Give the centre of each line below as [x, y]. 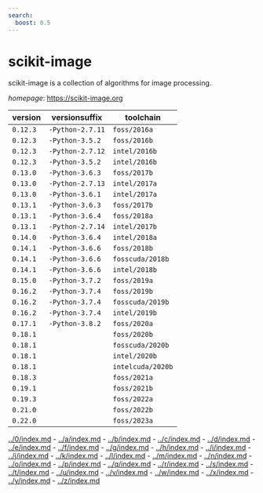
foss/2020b [133, 335]
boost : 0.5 [33, 23]
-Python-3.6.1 [75, 194]
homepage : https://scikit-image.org [66, 98]
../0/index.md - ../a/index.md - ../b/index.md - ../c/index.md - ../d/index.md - [132, 439]
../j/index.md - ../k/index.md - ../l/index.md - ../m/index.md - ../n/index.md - [130, 456]
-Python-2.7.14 [77, 227]
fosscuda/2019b [141, 302]
